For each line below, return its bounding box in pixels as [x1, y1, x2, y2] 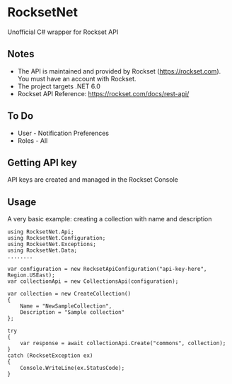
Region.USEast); [7, 272, 55, 279]
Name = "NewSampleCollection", [20, 303, 112, 310]
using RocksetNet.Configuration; [7, 235, 106, 242]
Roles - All [17, 136, 48, 145]
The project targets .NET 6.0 [17, 82, 101, 91]
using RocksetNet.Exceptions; [7, 241, 97, 248]
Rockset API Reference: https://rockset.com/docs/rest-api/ [17, 89, 190, 98]
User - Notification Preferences [17, 129, 110, 137]
